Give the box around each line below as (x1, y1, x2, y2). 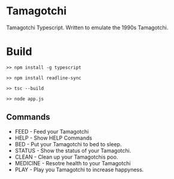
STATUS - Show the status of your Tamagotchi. (14, 147, 132, 154)
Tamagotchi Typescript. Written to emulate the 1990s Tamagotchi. (6, 24, 169, 31)
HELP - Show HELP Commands (14, 134, 93, 141)
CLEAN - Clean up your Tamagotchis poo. (14, 153, 118, 161)
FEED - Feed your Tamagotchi (14, 128, 89, 135)
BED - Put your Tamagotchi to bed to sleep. (14, 140, 122, 147)
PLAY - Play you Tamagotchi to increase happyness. (14, 166, 144, 173)
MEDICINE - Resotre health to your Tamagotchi (14, 159, 131, 166)
